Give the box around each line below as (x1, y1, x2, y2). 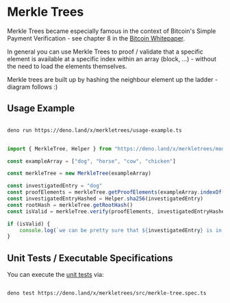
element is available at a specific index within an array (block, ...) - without (7, 54, 217, 63)
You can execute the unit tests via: (7, 271, 104, 279)
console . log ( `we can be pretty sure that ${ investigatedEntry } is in (19, 227, 222, 234)
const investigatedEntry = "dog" (7, 183, 103, 190)
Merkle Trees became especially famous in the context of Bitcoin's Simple (7, 27, 216, 35)
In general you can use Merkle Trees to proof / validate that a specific (7, 47, 204, 56)
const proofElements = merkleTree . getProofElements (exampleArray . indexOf (7, 189, 222, 196)
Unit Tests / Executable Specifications (7, 252, 173, 264)
